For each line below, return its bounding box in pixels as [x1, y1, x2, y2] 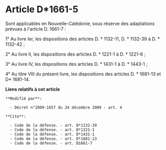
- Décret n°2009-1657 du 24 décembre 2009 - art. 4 [10, 105, 123, 110]
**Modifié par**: [5, 96, 42, 101]
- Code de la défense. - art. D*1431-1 [10, 132, 95, 137]
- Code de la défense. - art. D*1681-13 [10, 136, 97, 141]
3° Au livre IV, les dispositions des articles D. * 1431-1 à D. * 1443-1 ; [5, 61, 148, 67]
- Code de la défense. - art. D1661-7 [10, 140, 93, 146]
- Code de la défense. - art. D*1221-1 [10, 127, 95, 132]
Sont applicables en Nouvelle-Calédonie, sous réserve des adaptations [5, 20, 155, 27]
